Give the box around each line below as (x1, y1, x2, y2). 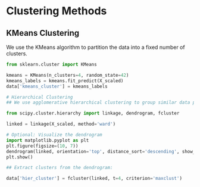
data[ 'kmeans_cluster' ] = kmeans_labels (6, 83, 108, 89)
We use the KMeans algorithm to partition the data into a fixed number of (6, 43, 186, 51)
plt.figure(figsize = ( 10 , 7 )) (6, 143, 79, 149)
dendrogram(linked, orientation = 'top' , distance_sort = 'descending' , (6, 148, 180, 154)
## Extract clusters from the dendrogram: (6, 165, 113, 171)
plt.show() (6, 154, 33, 160)
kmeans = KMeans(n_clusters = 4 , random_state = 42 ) (6, 72, 129, 78)
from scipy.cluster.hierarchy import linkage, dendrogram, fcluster (6, 110, 180, 117)
